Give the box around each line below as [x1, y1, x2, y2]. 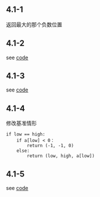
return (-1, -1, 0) [27, 143, 74, 149]
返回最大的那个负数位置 [6, 21, 62, 28]
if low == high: [6, 131, 45, 137]
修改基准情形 [6, 120, 37, 127]
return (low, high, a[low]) [27, 153, 95, 159]
